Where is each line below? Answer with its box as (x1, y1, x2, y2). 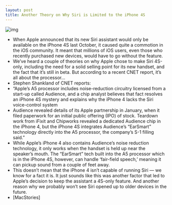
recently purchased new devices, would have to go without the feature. (12, 52, 163, 59)
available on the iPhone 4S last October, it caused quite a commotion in (12, 42, 163, 48)
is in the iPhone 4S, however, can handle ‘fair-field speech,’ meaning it (12, 156, 161, 162)
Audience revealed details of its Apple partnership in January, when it (12, 107, 160, 113)
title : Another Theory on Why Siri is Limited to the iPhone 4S (5, 12, 145, 17)
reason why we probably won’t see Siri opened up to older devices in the (12, 183, 167, 190)
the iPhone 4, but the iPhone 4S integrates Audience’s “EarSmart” (12, 124, 152, 130)
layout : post (5, 7, 33, 13)
